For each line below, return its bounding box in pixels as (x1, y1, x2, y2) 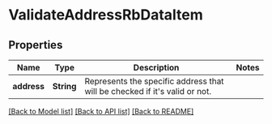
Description (133, 62, 180, 73)
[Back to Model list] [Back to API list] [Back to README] (8, 107, 194, 116)
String (52, 81, 77, 92)
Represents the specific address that (84, 75, 224, 87)
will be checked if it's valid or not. (84, 86, 212, 96)
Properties (8, 38, 63, 52)
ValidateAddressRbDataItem (8, 6, 204, 24)
